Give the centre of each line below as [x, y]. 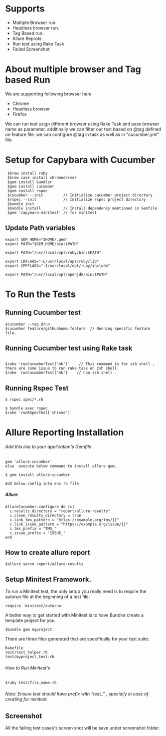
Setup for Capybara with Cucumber [80, 160]
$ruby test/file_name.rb [31, 683]
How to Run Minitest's [28, 667]
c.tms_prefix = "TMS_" [33, 528]
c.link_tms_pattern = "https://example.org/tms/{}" [65, 520]
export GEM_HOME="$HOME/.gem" [37, 239]
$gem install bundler [30, 182]
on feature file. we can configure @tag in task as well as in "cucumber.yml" [82, 134]
